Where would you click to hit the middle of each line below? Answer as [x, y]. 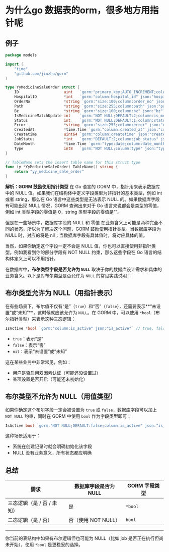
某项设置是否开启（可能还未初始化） [50, 379]
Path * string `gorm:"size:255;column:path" [79, 106]
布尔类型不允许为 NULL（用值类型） [61, 397]
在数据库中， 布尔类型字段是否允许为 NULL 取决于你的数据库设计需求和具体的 [83, 269]
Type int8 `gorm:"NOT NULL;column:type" [78, 148]
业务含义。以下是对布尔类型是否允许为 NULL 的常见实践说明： [68, 275]
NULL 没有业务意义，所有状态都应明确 [52, 453]
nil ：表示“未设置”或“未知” [39, 351]
